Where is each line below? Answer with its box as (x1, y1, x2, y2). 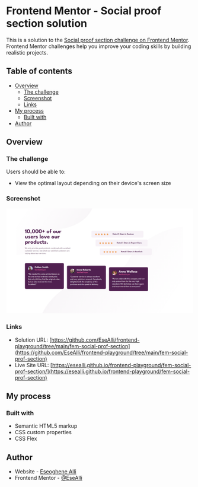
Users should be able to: (6, 168, 66, 176)
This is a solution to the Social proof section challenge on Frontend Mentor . (6, 36, 190, 43)
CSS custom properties (14, 429, 72, 436)
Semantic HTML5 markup (14, 422, 78, 429)
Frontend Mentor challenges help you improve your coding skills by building (6, 43, 191, 50)
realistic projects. (6, 49, 49, 56)
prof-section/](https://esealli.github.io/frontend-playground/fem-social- (14, 368, 190, 375)
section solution (6, 17, 88, 30)
